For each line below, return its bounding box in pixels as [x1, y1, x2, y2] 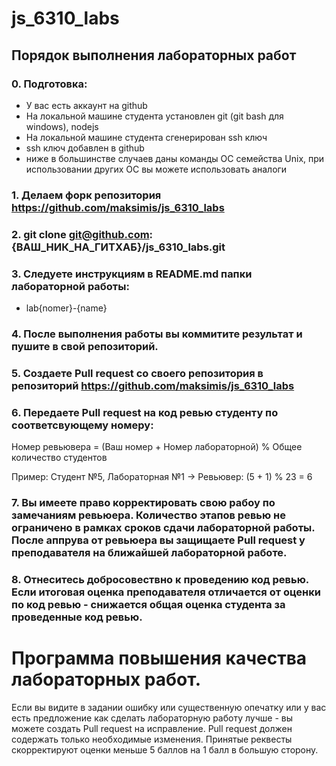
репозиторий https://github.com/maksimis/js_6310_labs [11, 378, 295, 392]
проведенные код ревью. [11, 610, 143, 624]
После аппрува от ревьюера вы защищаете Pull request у [11, 533, 306, 547]
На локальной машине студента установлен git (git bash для [25, 110, 284, 122]
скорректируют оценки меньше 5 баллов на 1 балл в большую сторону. [11, 743, 319, 756]
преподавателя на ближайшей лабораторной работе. [11, 546, 288, 560]
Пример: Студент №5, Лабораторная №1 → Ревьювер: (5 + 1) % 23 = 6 [11, 471, 313, 483]
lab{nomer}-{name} [25, 302, 108, 314]
